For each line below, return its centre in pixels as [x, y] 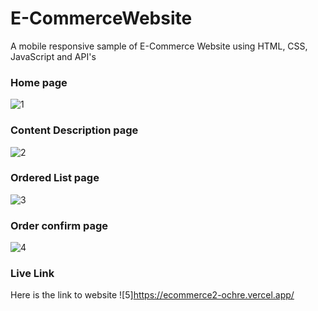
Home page [39, 82]
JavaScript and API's [53, 56]
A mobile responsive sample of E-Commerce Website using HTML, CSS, [159, 46]
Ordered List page [55, 178]
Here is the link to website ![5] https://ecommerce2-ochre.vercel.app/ [152, 295]
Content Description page [74, 130]
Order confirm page [59, 225]
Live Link [32, 274]
